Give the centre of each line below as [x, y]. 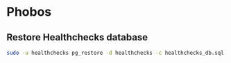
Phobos [29, 12]
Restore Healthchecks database [77, 37]
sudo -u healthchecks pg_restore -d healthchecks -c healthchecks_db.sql [115, 53]
